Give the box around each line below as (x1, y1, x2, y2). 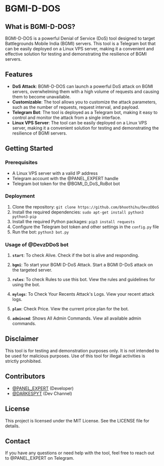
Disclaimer (5, 335, 39, 343)
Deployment (5, 193, 35, 200)
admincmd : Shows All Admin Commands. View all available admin (12, 315, 141, 321)
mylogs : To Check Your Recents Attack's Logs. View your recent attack (12, 291, 155, 297)
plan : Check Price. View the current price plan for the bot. (12, 306, 129, 312)
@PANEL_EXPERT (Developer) (12, 385, 74, 391)
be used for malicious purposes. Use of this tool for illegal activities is (5, 353, 145, 359)
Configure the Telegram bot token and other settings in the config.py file (12, 224, 159, 230)
